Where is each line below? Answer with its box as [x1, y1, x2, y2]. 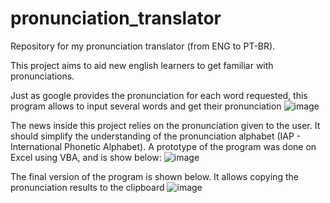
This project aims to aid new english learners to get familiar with [10, 59, 274, 71]
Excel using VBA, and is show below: [10, 151, 162, 163]
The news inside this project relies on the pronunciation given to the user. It [10, 119, 321, 131]
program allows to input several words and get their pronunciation [10, 100, 282, 112]
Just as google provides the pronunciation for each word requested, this [10, 89, 308, 101]
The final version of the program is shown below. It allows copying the [10, 170, 299, 182]
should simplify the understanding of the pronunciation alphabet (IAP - [10, 130, 302, 142]
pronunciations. [10, 70, 75, 82]
